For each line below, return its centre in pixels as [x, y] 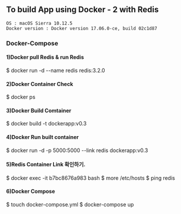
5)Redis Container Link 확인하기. [46, 164]
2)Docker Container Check [40, 84]
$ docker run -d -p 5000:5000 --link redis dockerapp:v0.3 [77, 150]
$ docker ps [21, 97]
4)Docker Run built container [42, 137]
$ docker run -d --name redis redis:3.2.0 [56, 70]
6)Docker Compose [30, 192]
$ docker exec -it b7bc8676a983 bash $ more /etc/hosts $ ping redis [91, 178]
